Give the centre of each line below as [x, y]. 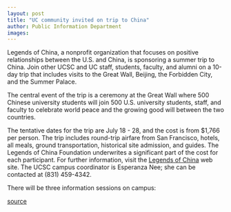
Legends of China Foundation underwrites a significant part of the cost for [113, 153]
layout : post [26, 13]
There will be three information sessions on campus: [82, 188]
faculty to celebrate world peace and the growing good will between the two [115, 110]
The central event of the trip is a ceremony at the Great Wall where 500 [108, 95]
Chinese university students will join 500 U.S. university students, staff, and [114, 103]
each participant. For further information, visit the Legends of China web [110, 160]
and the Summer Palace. [42, 82]
